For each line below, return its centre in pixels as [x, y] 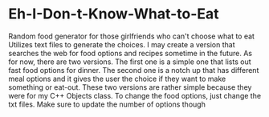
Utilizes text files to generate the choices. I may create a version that [122, 44]
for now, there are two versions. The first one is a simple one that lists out [130, 62]
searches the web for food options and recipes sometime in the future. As [130, 53]
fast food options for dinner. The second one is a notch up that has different [134, 70]
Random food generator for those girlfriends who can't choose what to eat [132, 36]
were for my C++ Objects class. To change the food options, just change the [135, 95]
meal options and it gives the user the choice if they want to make [117, 79]
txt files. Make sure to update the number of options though [107, 104]
